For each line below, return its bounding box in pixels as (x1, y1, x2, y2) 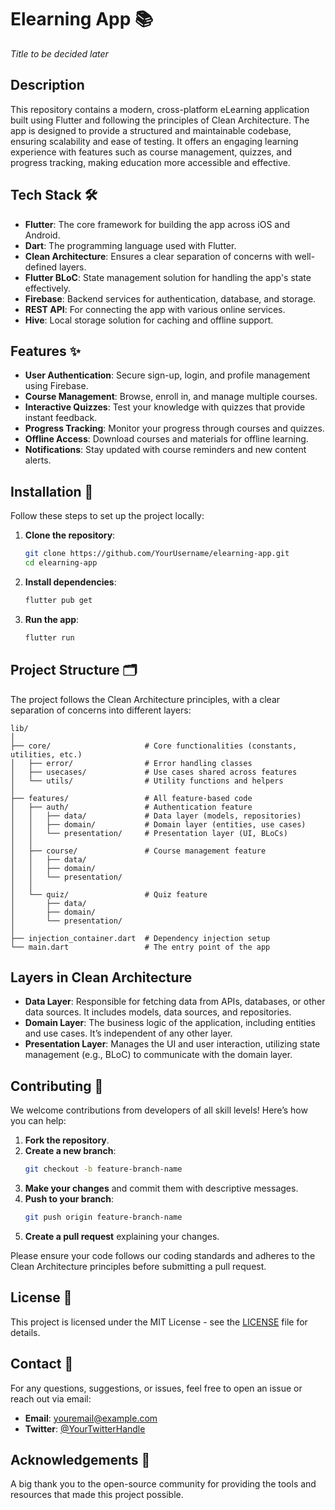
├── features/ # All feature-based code (10, 793, 253, 803)
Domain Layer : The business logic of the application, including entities (24, 1017, 316, 1029)
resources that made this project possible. (10, 1489, 184, 1501)
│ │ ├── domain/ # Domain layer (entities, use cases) (10, 819, 307, 830)
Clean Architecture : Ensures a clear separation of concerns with (24, 250, 293, 262)
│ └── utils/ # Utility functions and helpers (10, 776, 284, 786)
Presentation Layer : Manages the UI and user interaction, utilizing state (24, 1038, 321, 1050)
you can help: (10, 1115, 67, 1127)
